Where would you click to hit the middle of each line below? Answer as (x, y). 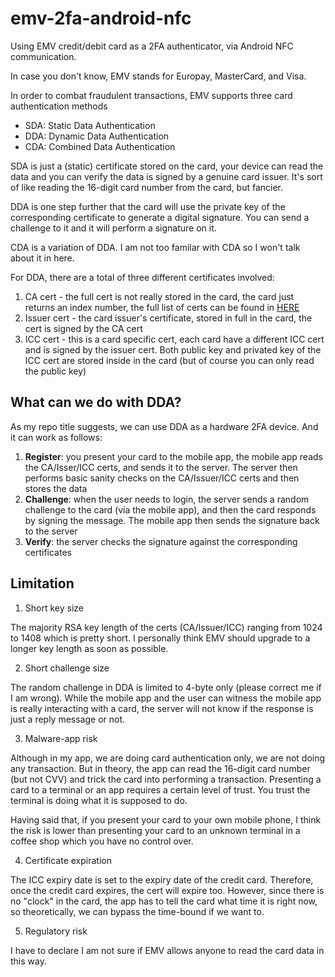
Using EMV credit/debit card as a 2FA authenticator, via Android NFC (152, 46)
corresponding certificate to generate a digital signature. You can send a (160, 217)
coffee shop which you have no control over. (102, 841)
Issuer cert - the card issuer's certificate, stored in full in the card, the (168, 318)
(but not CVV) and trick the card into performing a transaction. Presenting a (166, 779)
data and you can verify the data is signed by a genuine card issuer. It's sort (166, 176)
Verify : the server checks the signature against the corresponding (161, 541)
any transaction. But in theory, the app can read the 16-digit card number (160, 768)
